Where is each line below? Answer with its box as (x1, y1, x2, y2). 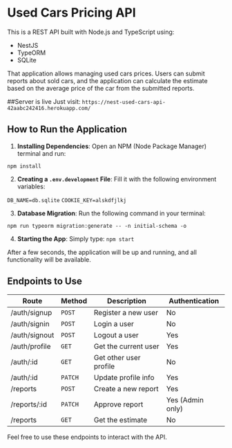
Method (61, 296, 88, 305)
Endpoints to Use (7, 276, 83, 287)
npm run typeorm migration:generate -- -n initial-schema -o (7, 222, 187, 229)
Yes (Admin (166, 395, 204, 404)
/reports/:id (10, 400, 47, 409)
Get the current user (93, 341, 160, 351)
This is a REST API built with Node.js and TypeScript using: (7, 28, 175, 36)
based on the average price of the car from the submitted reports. (7, 84, 195, 92)
